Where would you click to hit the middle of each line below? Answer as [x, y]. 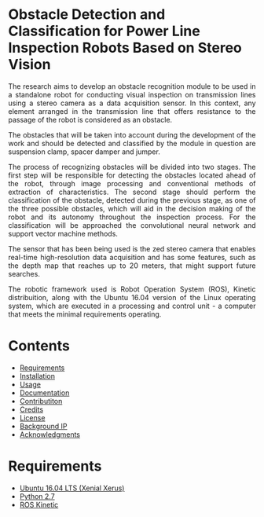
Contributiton [41, 401]
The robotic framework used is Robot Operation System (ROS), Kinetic [132, 289]
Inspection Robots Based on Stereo [125, 48]
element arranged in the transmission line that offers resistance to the [132, 111]
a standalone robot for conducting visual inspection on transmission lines [132, 94]
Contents [39, 346]
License [32, 417]
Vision [29, 65]
